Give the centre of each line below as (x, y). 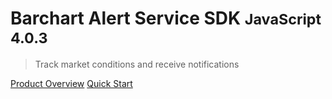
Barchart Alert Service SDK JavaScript (166, 18)
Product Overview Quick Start (71, 83)
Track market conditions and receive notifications (137, 64)
